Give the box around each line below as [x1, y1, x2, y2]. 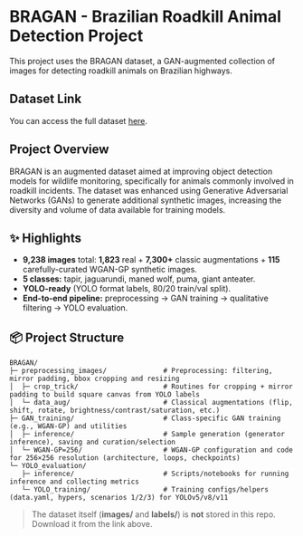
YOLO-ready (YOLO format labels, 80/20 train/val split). [22, 283, 232, 294]
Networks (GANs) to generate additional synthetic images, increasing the [9, 195, 282, 206]
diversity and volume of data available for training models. [9, 204, 226, 215]
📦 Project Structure [9, 330, 125, 345]
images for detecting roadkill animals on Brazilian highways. [9, 65, 233, 76]
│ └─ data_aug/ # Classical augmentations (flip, [9, 398, 294, 407]
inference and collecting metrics [9, 477, 140, 486]
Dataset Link [9, 91, 82, 107]
